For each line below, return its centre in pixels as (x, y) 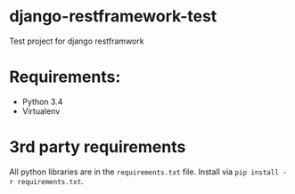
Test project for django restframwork (77, 41)
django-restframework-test (113, 16)
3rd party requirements (98, 147)
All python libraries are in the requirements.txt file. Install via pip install (144, 172)
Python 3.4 (42, 101)
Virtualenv (41, 111)
